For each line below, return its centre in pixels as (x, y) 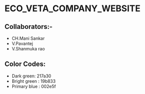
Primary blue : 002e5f (34, 86)
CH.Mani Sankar (28, 38)
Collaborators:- (29, 27)
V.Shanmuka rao (28, 49)
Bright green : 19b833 (34, 81)
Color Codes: (25, 64)
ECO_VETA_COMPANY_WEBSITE (72, 9)
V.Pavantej (22, 44)
